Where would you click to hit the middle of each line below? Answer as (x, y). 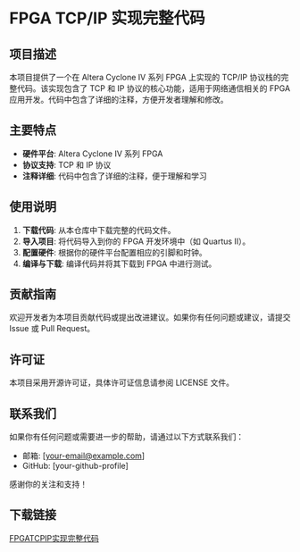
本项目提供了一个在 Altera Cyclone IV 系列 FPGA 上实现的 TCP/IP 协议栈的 (145, 77)
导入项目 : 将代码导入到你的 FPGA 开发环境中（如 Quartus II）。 (136, 241)
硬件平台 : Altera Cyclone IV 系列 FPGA (92, 154)
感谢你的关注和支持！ (48, 484)
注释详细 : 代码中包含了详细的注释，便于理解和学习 (114, 176)
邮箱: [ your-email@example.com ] (83, 456)
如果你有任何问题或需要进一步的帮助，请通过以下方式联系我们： (126, 437)
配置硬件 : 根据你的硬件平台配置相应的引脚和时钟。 (114, 252)
